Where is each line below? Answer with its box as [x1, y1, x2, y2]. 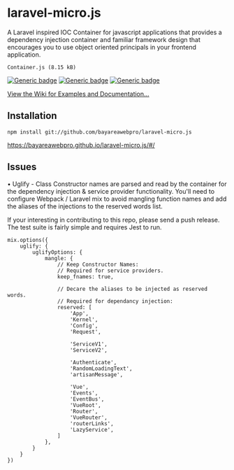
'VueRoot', [69, 401, 101, 408]
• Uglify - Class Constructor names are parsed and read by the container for [7, 180, 227, 188]
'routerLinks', [69, 420, 114, 427]
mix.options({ [7, 236, 49, 243]
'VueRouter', [69, 414, 108, 421]
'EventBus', [69, 395, 105, 403]
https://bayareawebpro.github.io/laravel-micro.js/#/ [7, 141, 155, 149]
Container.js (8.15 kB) [7, 64, 77, 71]
